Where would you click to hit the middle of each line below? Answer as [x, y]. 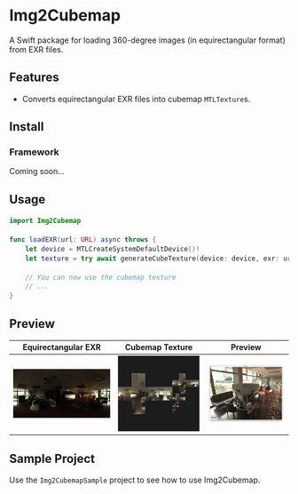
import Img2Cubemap [45, 221]
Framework [34, 152]
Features [34, 78]
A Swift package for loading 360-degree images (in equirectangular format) [148, 40]
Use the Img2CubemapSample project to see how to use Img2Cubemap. [135, 480]
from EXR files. [36, 49]
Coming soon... [37, 171]
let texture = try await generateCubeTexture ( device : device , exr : [152, 259]
